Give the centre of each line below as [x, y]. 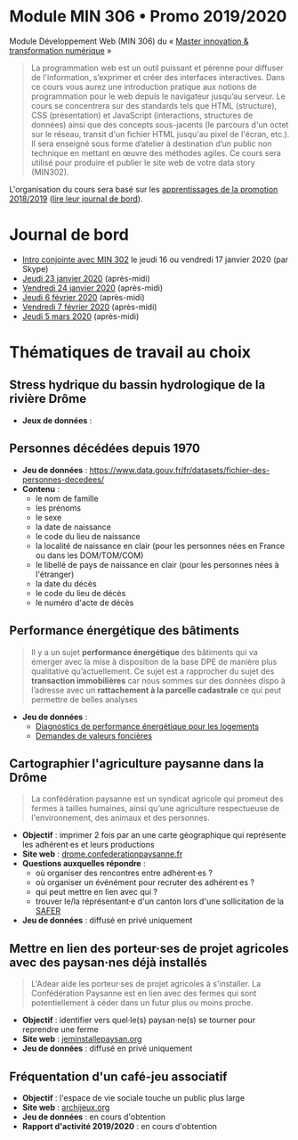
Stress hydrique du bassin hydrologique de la [137, 385]
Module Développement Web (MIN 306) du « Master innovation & [129, 41]
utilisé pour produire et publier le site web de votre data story [143, 162]
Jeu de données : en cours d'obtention [94, 1117]
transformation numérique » [60, 50]
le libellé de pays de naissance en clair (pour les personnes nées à [157, 564]
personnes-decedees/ [63, 480]
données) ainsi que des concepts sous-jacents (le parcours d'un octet [160, 124]
